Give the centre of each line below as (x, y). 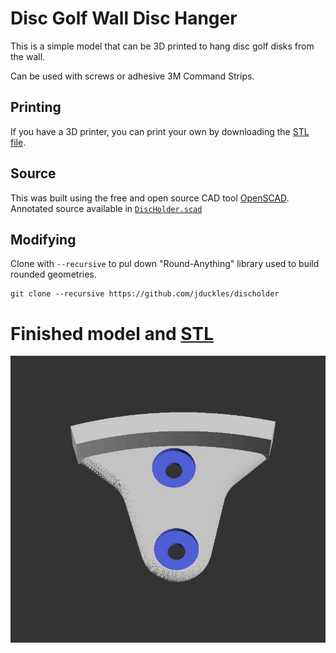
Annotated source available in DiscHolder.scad (106, 208)
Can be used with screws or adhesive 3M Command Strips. (132, 76)
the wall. (28, 56)
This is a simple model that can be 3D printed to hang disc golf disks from (162, 46)
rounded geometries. (53, 274)
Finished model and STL (112, 333)
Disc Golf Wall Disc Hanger (124, 18)
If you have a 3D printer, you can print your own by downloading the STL (160, 131)
